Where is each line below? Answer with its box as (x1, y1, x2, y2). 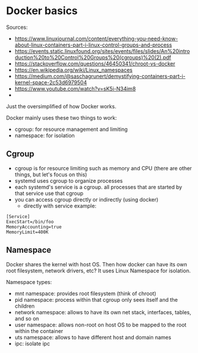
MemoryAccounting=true (6, 224, 62, 230)
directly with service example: (23, 202, 97, 209)
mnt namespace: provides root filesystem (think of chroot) (14, 290, 157, 297)
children (14, 302, 35, 309)
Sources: (6, 24, 28, 31)
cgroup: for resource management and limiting (14, 126, 128, 133)
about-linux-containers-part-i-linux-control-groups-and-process (14, 41, 172, 48)
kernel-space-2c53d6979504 (14, 78, 87, 86)
